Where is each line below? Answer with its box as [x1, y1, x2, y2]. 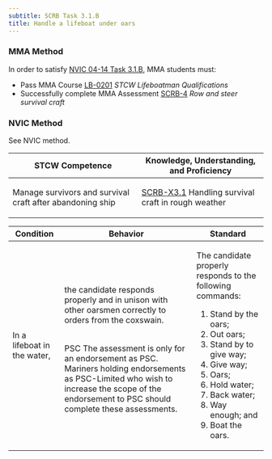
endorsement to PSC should [64, 394, 172, 405]
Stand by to [210, 339, 254, 350]
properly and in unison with [64, 294, 168, 305]
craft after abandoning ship [12, 197, 116, 208]
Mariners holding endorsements [64, 363, 186, 374]
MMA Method [8, 46, 64, 57]
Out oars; [210, 329, 245, 340]
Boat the [210, 419, 243, 431]
